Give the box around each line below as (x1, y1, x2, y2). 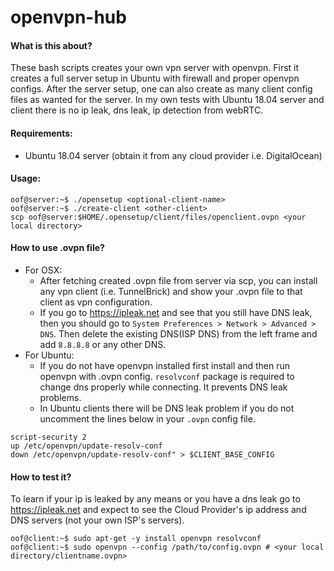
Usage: (10, 172, 42, 185)
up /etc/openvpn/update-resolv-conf (10, 441, 163, 451)
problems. (39, 392, 82, 403)
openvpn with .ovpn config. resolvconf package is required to (39, 371, 295, 382)
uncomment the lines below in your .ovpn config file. (39, 413, 256, 425)
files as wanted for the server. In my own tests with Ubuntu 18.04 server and (10, 94, 325, 106)
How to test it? (10, 471, 72, 483)
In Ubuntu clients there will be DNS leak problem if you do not (39, 402, 295, 414)
